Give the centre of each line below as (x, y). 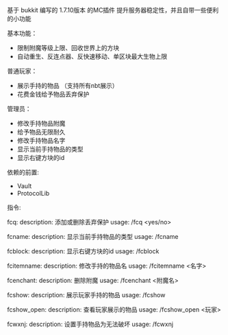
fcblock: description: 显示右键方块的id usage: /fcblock (83, 251)
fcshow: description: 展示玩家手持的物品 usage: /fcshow (86, 295)
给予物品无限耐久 (41, 132)
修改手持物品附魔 (41, 123)
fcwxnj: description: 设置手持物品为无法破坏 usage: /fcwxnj (90, 324)
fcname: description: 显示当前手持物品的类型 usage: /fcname (93, 236)
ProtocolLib (33, 193)
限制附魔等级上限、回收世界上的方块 (68, 48)
